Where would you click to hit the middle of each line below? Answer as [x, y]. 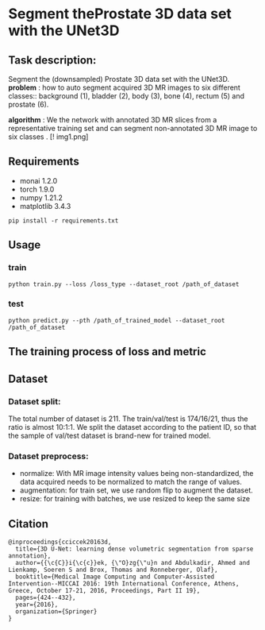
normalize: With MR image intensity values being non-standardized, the [136, 473]
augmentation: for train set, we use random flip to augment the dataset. [136, 490]
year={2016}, [37, 605]
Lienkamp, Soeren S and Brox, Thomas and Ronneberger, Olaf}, [113, 570]
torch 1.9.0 [37, 189]
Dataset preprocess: [48, 456]
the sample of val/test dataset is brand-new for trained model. [110, 435]
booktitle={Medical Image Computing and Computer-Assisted [115, 577]
